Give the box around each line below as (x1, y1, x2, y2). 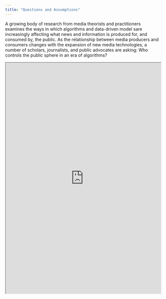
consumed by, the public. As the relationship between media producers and (5, 36, 159, 42)
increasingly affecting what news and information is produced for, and (5, 31, 148, 37)
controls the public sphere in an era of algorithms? (5, 52, 107, 58)
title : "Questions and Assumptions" (5, 7, 80, 12)
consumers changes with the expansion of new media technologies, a (5, 41, 147, 47)
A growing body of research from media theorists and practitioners (5, 21, 141, 27)
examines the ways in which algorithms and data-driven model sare (5, 26, 142, 32)
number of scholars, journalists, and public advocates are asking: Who (5, 47, 148, 53)
